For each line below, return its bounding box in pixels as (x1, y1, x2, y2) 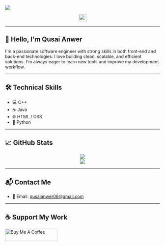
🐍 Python (12, 119, 31, 125)
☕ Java (12, 107, 27, 112)
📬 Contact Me (5, 178, 51, 186)
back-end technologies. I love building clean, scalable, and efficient (5, 54, 142, 59)
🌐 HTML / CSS (12, 113, 43, 119)
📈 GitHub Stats (5, 138, 53, 147)
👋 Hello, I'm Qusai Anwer (5, 35, 82, 44)
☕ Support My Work (5, 213, 68, 221)
